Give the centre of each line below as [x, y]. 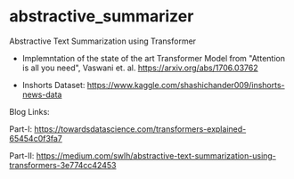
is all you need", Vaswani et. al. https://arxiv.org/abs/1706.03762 [140, 68]
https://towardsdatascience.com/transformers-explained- [140, 129]
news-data [42, 94]
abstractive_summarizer [102, 16]
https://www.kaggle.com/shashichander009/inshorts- [186, 85]
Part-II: [22, 155]
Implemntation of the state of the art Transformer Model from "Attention [153, 58]
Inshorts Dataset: [53, 85]
